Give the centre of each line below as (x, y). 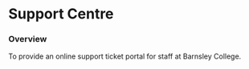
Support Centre (61, 14)
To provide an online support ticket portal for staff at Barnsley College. (125, 56)
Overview (28, 39)
